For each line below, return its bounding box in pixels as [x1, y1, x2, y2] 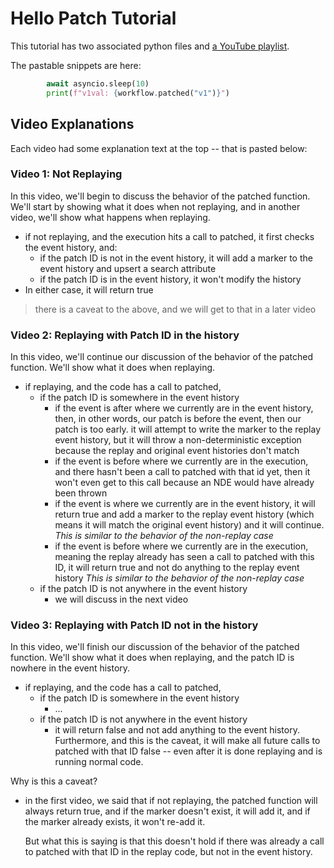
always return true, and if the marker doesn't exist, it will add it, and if [24, 805, 311, 817]
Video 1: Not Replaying [10, 167, 123, 181]
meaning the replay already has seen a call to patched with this [54, 551, 315, 563]
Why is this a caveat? [10, 775, 98, 787]
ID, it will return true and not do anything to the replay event [54, 562, 300, 574]
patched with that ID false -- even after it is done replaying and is [54, 745, 323, 757]
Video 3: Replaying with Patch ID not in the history [10, 618, 259, 632]
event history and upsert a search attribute [39, 262, 217, 274]
